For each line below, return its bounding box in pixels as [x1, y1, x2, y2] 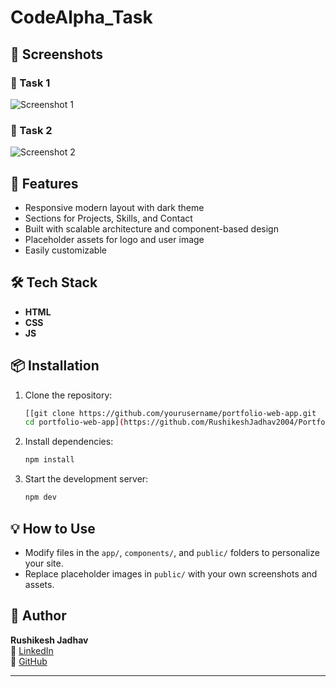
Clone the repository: [24, 389, 113, 401]
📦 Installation [10, 357, 100, 375]
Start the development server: [24, 473, 149, 485]
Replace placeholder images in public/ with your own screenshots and [24, 567, 318, 580]
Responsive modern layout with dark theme [24, 201, 205, 213]
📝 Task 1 [10, 76, 51, 90]
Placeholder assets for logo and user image [24, 233, 205, 245]
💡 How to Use [10, 520, 96, 537]
